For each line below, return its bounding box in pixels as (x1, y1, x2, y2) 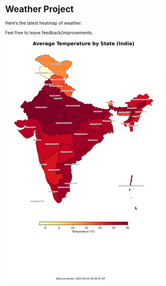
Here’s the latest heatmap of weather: (5, 20, 82, 26)
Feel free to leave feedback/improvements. (5, 29, 93, 35)
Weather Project (5, 3, 74, 15)
